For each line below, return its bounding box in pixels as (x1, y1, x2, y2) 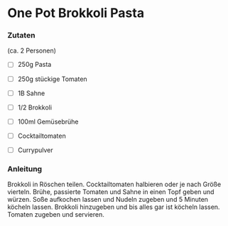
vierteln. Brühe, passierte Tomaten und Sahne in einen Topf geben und (7, 188, 215, 196)
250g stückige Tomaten (17, 75, 87, 83)
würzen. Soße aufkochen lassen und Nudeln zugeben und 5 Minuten (7, 195, 208, 204)
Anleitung (7, 163, 43, 173)
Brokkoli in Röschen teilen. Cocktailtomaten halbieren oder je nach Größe (7, 180, 222, 189)
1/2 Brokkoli (17, 103, 52, 112)
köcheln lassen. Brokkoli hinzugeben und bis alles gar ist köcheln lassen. (7, 203, 220, 211)
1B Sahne (17, 89, 45, 97)
